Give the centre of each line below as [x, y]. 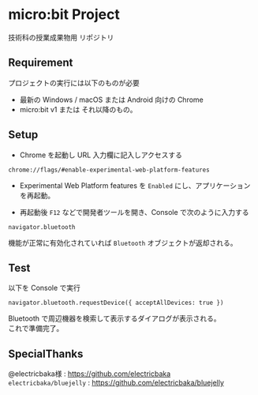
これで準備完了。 [36, 329]
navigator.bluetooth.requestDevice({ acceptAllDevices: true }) [116, 303]
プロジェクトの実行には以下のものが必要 [74, 83]
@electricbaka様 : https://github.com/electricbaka [90, 374]
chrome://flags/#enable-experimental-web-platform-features [109, 170]
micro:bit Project [64, 15]
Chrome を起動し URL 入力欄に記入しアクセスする [101, 155]
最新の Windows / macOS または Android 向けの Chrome [111, 100]
